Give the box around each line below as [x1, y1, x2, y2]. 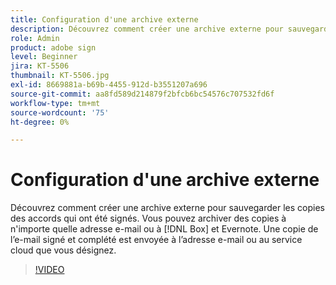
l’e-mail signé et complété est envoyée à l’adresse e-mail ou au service [10, 234, 303, 246]
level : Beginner [10, 52, 78, 62]
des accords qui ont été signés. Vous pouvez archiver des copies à [10, 212, 287, 225]
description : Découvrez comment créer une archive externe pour [10, 24, 284, 34]
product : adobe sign [10, 42, 97, 53]
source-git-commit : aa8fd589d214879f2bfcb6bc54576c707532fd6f [10, 89, 275, 99]
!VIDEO [34, 264, 65, 276]
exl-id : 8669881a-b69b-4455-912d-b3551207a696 [10, 80, 208, 90]
